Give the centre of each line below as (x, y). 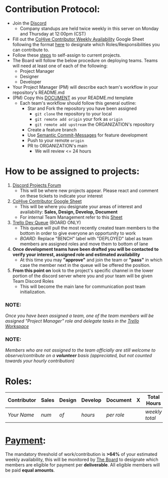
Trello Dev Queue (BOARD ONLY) (47, 222)
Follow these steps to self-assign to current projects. (67, 55)
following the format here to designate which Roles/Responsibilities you (86, 44)
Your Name (21, 415)
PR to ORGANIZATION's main (57, 145)
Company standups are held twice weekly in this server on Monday (89, 28)
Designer (29, 76)
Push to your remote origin (55, 140)
